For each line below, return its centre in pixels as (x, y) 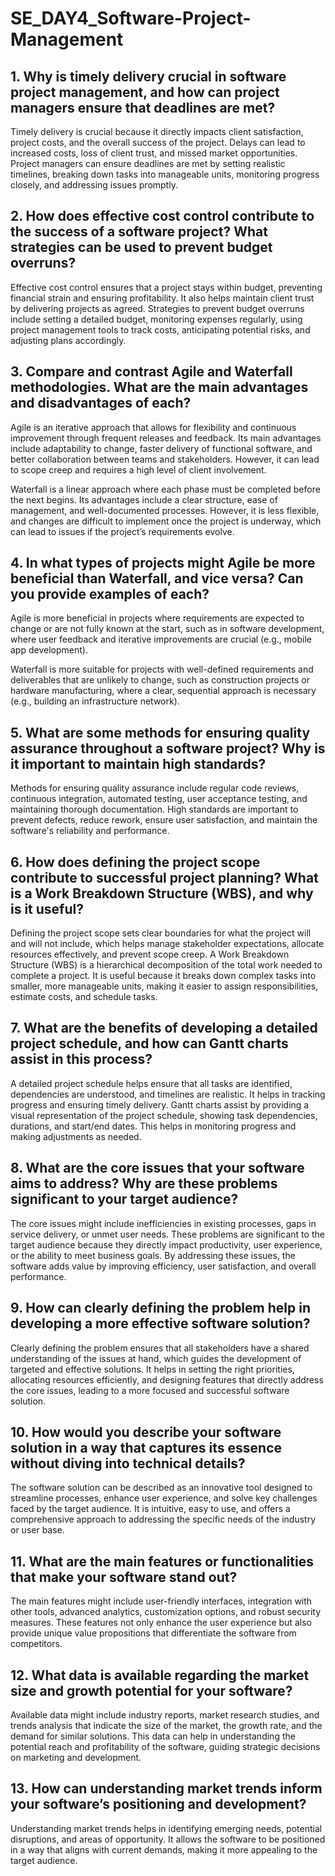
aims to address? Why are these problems (144, 1183)
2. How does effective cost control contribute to (162, 216)
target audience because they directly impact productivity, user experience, (166, 1244)
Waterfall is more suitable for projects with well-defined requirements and (162, 669)
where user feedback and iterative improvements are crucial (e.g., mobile (161, 639)
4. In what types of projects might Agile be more (163, 563)
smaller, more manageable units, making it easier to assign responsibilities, (164, 986)
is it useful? (47, 908)
